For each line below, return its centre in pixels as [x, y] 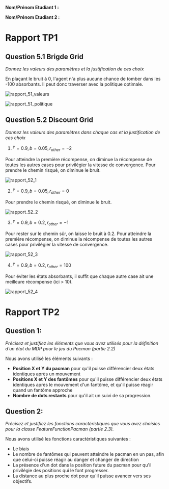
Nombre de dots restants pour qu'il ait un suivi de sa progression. [82, 395]
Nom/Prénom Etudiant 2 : [33, 17]
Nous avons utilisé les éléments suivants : [49, 358]
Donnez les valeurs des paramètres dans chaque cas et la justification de [83, 132]
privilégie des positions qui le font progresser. [61, 471]
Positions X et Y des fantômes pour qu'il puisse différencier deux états [88, 379]
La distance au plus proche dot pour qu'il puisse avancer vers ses [82, 476]
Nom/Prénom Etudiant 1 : [32, 7]
